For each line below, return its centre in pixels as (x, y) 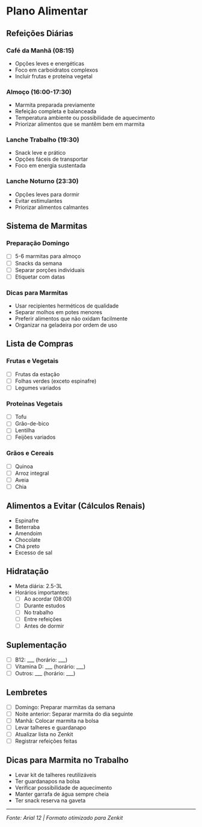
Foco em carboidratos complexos (56, 70)
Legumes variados (38, 388)
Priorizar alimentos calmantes (52, 207)
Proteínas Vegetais (35, 403)
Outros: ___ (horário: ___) (45, 673)
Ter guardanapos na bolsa (47, 781)
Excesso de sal (34, 553)
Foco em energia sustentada (50, 166)
